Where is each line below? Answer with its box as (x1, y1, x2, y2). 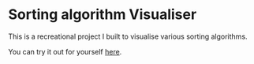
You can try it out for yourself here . (8, 47, 122, 56)
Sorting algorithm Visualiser (8, 6, 197, 24)
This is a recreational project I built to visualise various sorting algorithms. (8, 32, 248, 41)
